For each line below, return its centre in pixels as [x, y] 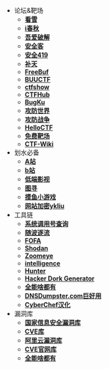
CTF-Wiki [39, 144]
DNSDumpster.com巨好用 [63, 296]
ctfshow [37, 87]
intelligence [42, 263]
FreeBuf [37, 72]
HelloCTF [39, 128]
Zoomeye [39, 256]
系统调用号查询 [46, 224]
